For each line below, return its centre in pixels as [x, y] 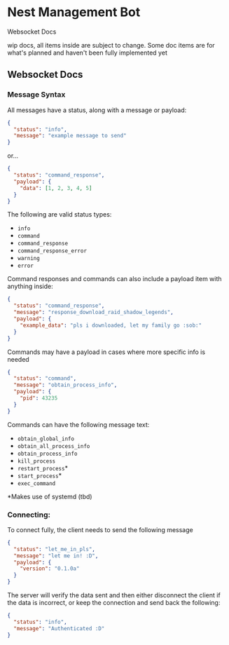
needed [18, 359]
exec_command [36, 483]
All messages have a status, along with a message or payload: [97, 110]
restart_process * [43, 468]
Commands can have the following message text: [78, 424]
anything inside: [30, 286]
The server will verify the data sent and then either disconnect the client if [114, 595]
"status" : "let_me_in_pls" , [55, 549]
